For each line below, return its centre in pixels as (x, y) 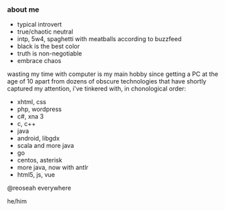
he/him (17, 201)
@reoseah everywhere (39, 188)
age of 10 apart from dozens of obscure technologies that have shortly (107, 82)
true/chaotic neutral (45, 32)
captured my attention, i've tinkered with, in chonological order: (97, 89)
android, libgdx (38, 138)
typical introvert (39, 25)
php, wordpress (39, 109)
